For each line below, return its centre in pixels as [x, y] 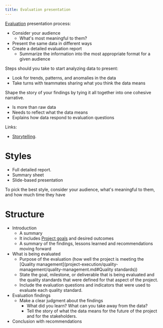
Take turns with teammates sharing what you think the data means [79, 83]
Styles [18, 156]
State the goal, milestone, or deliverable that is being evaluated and [87, 274]
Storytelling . [24, 136]
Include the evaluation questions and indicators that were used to [85, 285]
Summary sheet [28, 175]
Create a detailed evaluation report [47, 48]
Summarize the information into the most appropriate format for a [85, 54]
